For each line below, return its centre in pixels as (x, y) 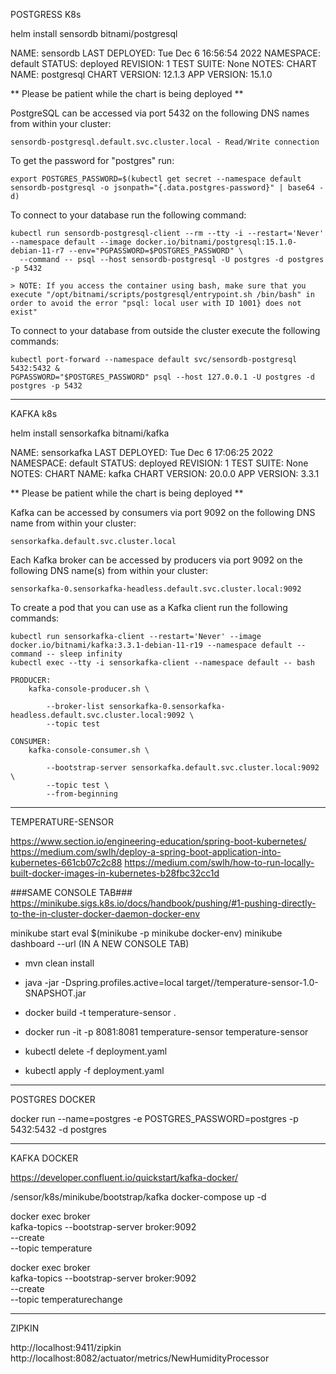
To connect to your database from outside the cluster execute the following (165, 330)
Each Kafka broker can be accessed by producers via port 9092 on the (156, 560)
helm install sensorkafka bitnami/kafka (90, 433)
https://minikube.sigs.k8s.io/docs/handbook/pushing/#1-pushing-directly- (163, 903)
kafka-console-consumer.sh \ (89, 750)
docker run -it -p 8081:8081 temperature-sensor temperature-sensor (166, 1032)
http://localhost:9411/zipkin (66, 1347)
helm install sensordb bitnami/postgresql (94, 33)
